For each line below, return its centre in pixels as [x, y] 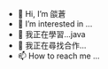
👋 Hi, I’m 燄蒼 [42, 14]
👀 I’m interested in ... [55, 24]
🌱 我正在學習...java [51, 34]
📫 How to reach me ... [58, 56]
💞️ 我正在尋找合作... [52, 45]
